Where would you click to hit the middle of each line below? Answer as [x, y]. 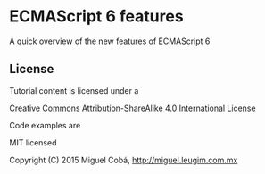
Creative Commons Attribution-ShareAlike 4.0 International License [132, 108]
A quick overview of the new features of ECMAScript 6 [110, 41]
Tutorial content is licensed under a [74, 90]
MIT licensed [33, 142]
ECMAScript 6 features [97, 17]
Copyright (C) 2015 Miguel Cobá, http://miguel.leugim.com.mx [124, 160]
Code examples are [45, 125]
